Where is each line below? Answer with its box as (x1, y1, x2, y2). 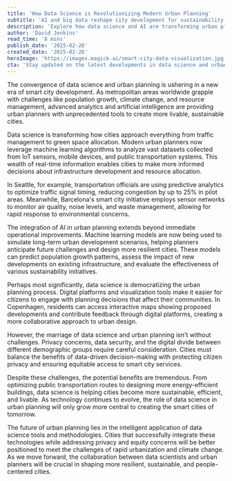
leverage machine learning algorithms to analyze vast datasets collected (7, 145, 213, 153)
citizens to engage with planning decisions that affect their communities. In (7, 295, 221, 304)
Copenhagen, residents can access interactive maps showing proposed (7, 302, 212, 311)
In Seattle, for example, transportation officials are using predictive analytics (7, 180, 224, 188)
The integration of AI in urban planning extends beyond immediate (7, 223, 195, 231)
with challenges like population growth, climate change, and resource (7, 95, 205, 104)
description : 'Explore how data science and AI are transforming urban (7, 23, 217, 30)
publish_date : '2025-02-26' (7, 42, 88, 49)
